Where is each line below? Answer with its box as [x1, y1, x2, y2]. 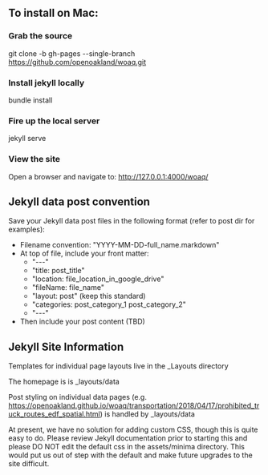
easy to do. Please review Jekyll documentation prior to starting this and [8, 433, 248, 443]
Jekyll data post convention [8, 195, 151, 208]
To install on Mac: [8, 6, 99, 20]
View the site [8, 154, 60, 165]
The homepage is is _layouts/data [8, 376, 120, 387]
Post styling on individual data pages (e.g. [8, 392, 147, 402]
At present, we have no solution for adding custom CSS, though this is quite [8, 425, 258, 435]
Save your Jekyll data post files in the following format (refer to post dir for [8, 216, 255, 226]
